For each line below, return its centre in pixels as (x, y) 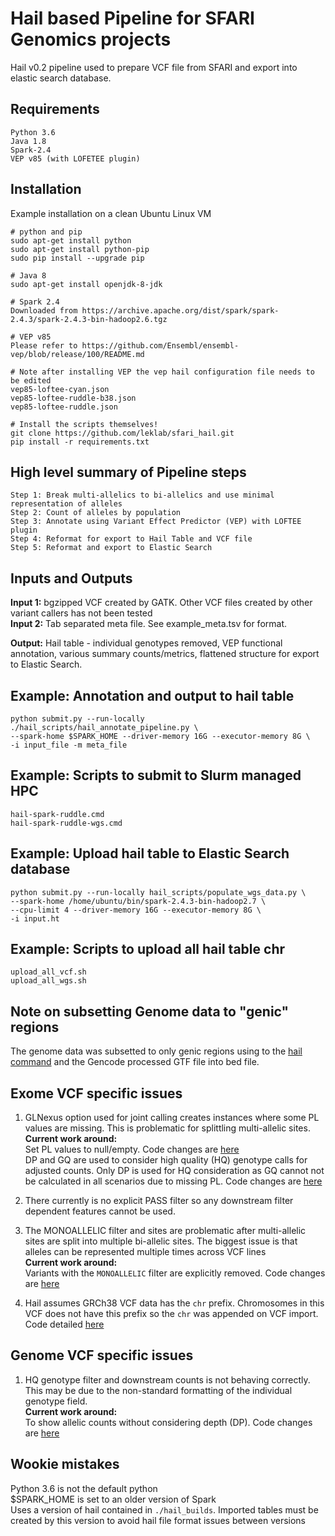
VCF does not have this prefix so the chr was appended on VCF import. (171, 1314)
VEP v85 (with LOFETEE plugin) (75, 158)
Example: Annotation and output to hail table (152, 695)
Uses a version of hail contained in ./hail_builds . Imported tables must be (164, 1509)
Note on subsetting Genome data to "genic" (150, 1011)
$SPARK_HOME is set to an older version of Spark (113, 1499)
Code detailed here (64, 1324)
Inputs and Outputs (71, 578)
